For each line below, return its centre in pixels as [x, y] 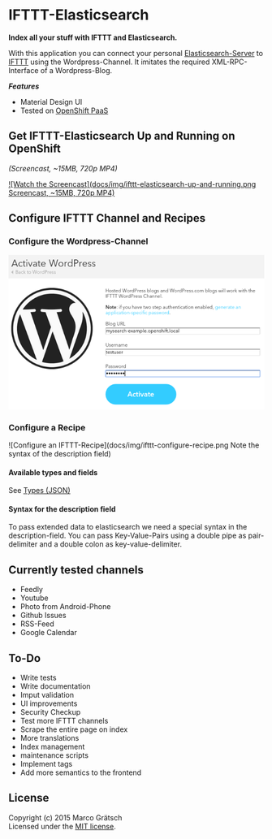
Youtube [34, 598]
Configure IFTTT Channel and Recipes [107, 218]
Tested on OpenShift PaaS [64, 110]
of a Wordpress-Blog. [76, 70]
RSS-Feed [37, 624]
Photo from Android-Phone [65, 607]
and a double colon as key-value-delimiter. [111, 544]
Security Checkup [50, 712]
